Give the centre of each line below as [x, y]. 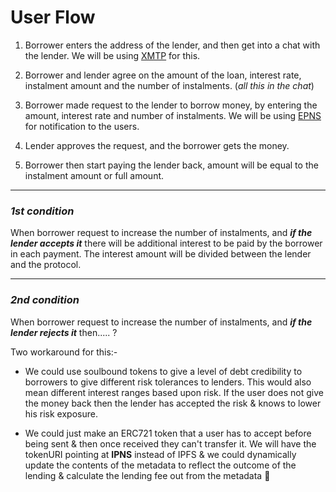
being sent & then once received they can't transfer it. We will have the [170, 443]
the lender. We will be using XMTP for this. [112, 55]
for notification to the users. [82, 126]
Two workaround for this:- [64, 352]
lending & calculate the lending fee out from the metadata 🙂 [147, 475]
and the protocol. [46, 265]
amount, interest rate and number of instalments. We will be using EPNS [173, 115]
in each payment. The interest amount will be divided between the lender [161, 254]
